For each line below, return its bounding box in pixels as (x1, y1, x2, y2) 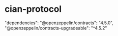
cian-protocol (4, 3, 62, 15)
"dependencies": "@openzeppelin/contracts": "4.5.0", (4, 20, 114, 26)
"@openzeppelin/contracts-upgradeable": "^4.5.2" (4, 25, 107, 31)
